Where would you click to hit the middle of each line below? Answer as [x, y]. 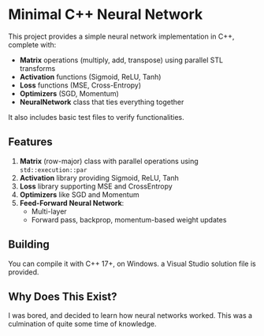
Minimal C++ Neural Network [106, 15]
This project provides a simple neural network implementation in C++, [121, 36]
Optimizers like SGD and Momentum [79, 194]
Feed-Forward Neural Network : [72, 203]
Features [30, 142]
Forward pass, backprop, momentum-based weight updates [129, 219]
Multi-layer [49, 211]
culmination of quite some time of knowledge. [82, 324]
